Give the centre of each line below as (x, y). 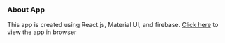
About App (26, 10)
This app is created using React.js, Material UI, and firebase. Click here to (113, 25)
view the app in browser (42, 32)
